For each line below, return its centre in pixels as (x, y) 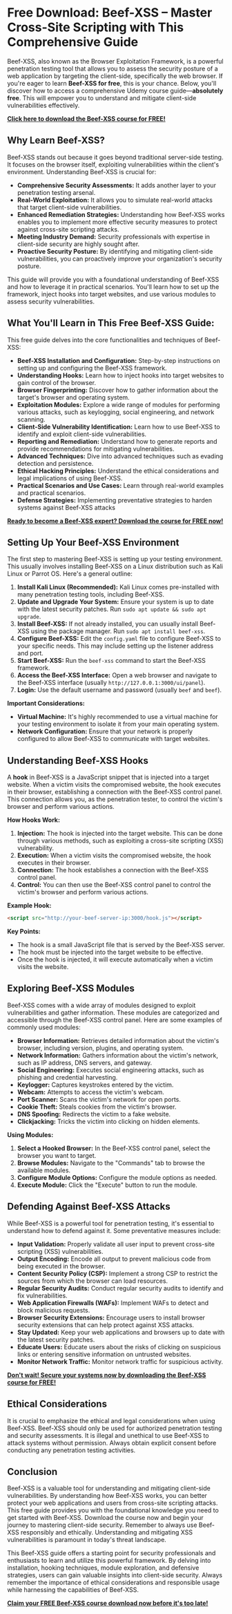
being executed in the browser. (61, 1266)
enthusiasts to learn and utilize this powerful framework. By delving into (109, 1561)
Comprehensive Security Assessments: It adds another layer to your (116, 185)
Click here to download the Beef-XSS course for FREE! (86, 118)
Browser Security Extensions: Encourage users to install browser (111, 1317)
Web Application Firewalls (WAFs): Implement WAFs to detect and (113, 1303)
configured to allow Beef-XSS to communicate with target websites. (114, 739)
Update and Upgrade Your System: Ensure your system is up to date (115, 602)
